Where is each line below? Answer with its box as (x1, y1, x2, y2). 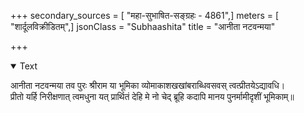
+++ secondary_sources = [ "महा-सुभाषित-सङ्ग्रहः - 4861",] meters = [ (10, 10, 280, 21)
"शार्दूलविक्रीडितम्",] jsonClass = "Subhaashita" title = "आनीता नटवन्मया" (10, 21, 276, 32)
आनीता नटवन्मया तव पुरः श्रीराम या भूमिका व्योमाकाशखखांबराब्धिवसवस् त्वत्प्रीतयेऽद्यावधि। (10, 80, 286, 91)
